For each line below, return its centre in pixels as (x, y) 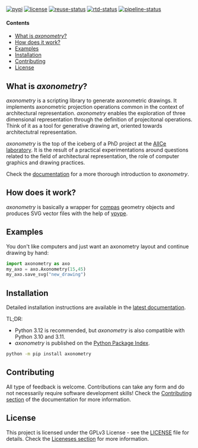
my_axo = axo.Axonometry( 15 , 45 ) (46, 269)
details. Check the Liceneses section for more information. (78, 438)
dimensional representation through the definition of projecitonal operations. (99, 119)
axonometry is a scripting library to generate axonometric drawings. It (91, 100)
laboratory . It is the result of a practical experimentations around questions (97, 150)
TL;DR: (15, 319)
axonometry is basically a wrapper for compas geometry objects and (90, 207)
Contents (18, 23)
